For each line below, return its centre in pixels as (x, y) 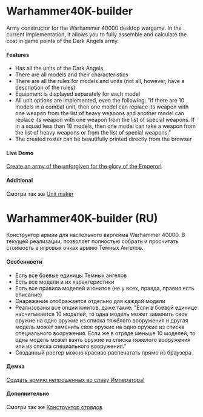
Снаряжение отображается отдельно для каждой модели (90, 301)
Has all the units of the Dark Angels (59, 68)
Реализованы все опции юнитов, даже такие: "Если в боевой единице (106, 307)
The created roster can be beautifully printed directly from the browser (103, 139)
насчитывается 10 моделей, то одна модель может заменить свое (101, 314)
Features (18, 55)
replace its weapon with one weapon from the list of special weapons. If (105, 120)
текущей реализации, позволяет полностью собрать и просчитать (92, 241)
